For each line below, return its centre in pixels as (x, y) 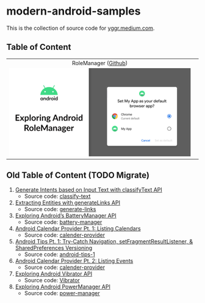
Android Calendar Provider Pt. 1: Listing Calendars (78, 229)
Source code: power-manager (62, 293)
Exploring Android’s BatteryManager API (66, 216)
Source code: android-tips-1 (60, 254)
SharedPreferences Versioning (54, 248)
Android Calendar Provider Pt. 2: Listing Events (74, 261)
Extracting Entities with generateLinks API (68, 203)
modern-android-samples (74, 11)
